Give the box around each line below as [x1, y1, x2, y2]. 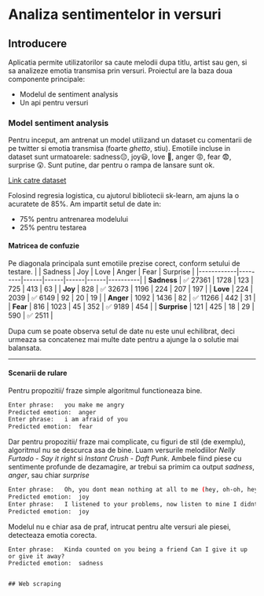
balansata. [8, 343, 42, 352]
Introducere [8, 37, 68, 50]
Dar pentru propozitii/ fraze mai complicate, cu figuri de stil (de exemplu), [8, 437, 246, 447]
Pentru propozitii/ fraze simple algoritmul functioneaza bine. [8, 385, 203, 395]
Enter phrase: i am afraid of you [8, 415, 128, 424]
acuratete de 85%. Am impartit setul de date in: [8, 199, 161, 209]
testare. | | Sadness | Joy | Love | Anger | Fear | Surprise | [8, 267, 195, 276]
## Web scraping [8, 579, 61, 587]
